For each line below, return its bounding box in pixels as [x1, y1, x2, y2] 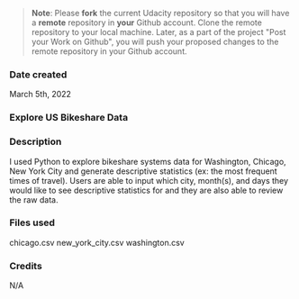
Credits [9, 259, 42, 272]
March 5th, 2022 [9, 89, 72, 100]
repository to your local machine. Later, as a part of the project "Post [31, 27, 286, 37]
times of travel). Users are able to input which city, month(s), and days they [9, 175, 289, 186]
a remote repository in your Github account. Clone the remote [31, 17, 263, 28]
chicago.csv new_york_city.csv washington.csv [9, 237, 185, 248]
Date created [9, 68, 68, 80]
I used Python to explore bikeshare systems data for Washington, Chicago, [9, 156, 286, 167]
